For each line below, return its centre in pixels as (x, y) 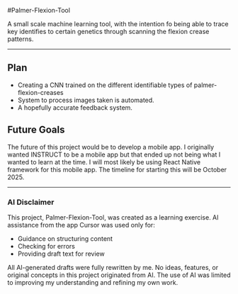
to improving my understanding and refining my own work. (93, 282)
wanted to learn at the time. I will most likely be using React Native (104, 162)
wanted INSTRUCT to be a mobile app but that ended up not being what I (114, 154)
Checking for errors (46, 246)
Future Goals (36, 130)
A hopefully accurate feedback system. (75, 107)
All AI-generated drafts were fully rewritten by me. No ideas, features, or (113, 267)
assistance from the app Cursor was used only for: (81, 225)
